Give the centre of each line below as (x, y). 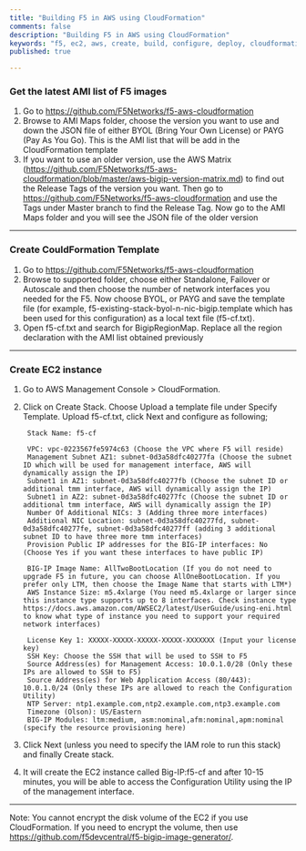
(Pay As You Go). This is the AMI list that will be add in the (131, 140)
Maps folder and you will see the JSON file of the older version (140, 218)
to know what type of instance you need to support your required (151, 617)
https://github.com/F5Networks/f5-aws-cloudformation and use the (150, 198)
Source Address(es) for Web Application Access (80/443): (139, 680)
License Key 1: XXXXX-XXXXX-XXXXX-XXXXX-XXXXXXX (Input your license (162, 641)
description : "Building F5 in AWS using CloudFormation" (120, 35)
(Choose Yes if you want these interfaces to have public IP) (143, 553)
